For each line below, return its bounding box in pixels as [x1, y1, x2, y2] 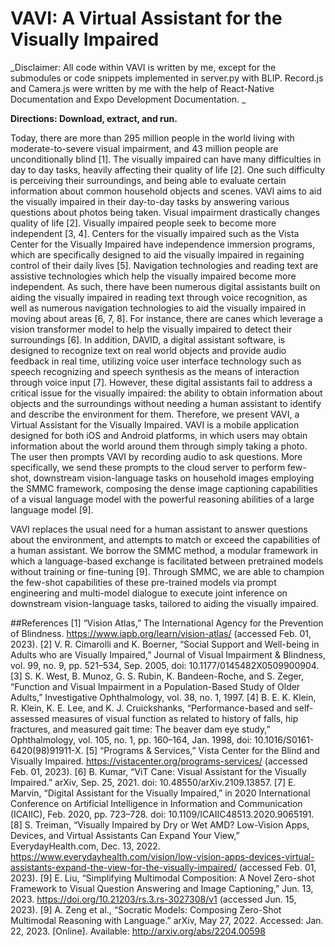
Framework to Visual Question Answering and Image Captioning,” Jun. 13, [10, 882, 314, 894]
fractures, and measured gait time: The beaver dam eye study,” [10, 723, 271, 735]
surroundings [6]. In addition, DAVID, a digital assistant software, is [10, 333, 286, 346]
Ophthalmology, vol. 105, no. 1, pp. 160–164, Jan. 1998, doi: [10, 733, 253, 746]
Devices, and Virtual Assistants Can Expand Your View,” [10, 829, 240, 841]
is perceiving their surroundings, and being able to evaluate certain [10, 174, 287, 186]
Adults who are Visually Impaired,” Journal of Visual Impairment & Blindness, [10, 648, 326, 661]
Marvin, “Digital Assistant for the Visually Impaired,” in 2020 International [10, 787, 311, 799]
